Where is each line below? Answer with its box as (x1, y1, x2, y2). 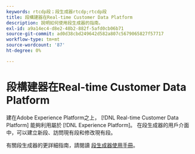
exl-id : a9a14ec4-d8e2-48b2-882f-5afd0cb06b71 (6, 25, 124, 32)
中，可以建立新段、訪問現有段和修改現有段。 (6, 129, 116, 136)
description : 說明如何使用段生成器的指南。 (6, 20, 103, 26)
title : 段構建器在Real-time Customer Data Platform (6, 14, 133, 20)
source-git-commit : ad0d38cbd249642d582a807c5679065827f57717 (6, 31, 164, 37)
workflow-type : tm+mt (6, 36, 60, 42)
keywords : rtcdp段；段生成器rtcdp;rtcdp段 (6, 8, 107, 15)
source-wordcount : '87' (6, 42, 66, 48)
